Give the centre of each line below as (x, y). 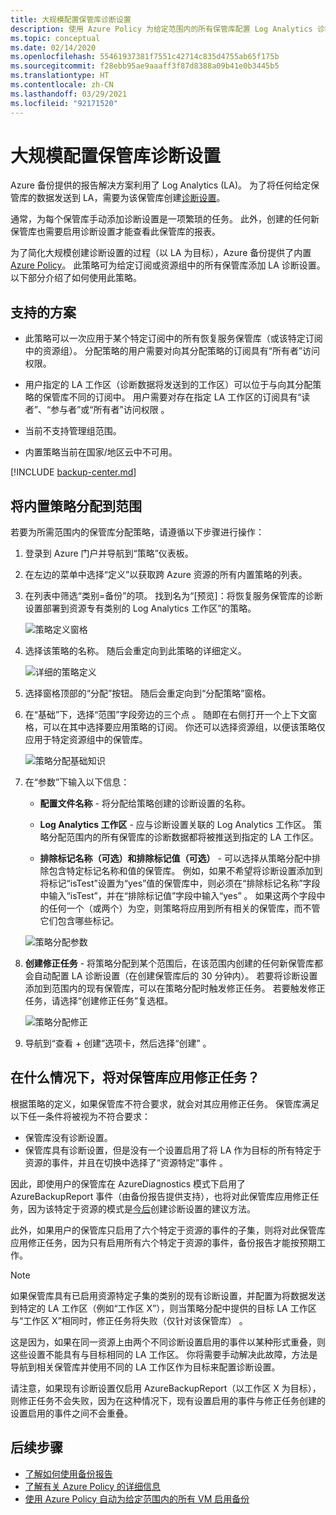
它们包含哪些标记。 (79, 921)
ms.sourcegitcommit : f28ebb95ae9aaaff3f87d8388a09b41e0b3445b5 (145, 66)
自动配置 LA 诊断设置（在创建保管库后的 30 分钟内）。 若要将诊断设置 (175, 976)
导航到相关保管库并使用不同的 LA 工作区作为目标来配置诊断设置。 (145, 1367)
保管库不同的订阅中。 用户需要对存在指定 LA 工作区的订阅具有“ (172, 397)
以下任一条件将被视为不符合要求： (80, 1116)
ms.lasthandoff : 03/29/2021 (69, 94)
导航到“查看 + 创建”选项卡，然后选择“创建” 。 (118, 1043)
